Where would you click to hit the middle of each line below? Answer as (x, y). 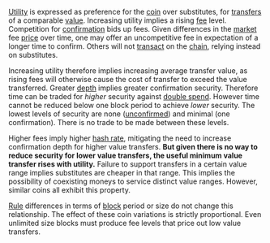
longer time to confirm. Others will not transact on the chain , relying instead (135, 46)
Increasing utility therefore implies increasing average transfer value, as (128, 71)
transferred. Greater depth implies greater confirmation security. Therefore (133, 88)
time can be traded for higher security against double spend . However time (134, 96)
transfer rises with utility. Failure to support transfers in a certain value (128, 164)
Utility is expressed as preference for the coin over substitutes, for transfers (135, 12)
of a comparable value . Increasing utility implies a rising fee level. (118, 20)
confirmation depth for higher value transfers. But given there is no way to (133, 147)
